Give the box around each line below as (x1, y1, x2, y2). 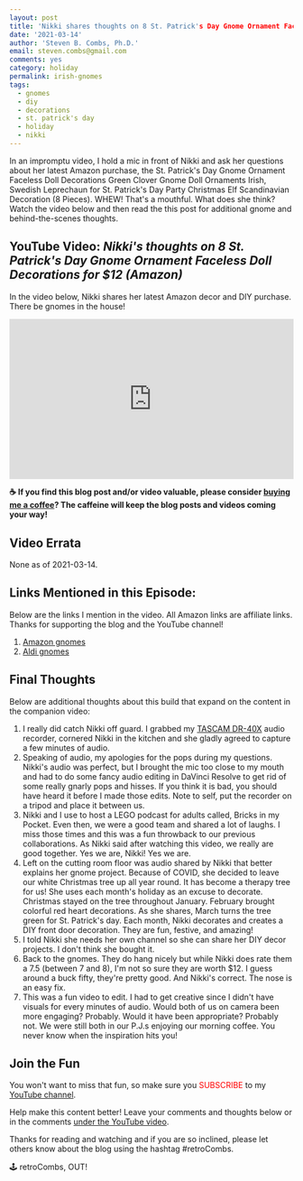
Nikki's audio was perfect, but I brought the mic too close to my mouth (22, 761, 284, 772)
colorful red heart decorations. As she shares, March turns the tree (22, 905, 272, 916)
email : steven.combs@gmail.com (9, 47, 127, 56)
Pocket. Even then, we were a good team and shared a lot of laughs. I (22, 818, 281, 830)
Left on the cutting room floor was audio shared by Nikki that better (22, 857, 273, 868)
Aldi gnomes (22, 646, 69, 657)
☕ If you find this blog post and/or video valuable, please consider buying (9, 486, 291, 497)
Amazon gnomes (22, 636, 86, 647)
